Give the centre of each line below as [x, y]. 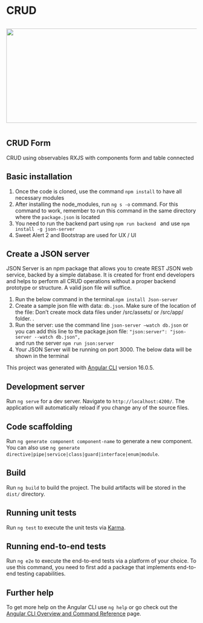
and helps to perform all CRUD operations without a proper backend [91, 281]
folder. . [24, 319]
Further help [30, 593]
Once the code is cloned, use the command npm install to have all [98, 191]
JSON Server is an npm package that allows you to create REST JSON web [100, 269]
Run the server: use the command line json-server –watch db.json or [101, 325]
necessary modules [40, 197]
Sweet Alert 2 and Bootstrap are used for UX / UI [76, 235]
